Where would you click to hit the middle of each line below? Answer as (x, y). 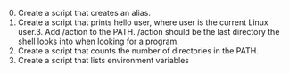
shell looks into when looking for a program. (99, 41)
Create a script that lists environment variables (103, 60)
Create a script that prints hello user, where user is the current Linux (143, 22)
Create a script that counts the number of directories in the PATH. (138, 51)
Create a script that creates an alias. (84, 13)
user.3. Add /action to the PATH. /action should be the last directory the (149, 32)
